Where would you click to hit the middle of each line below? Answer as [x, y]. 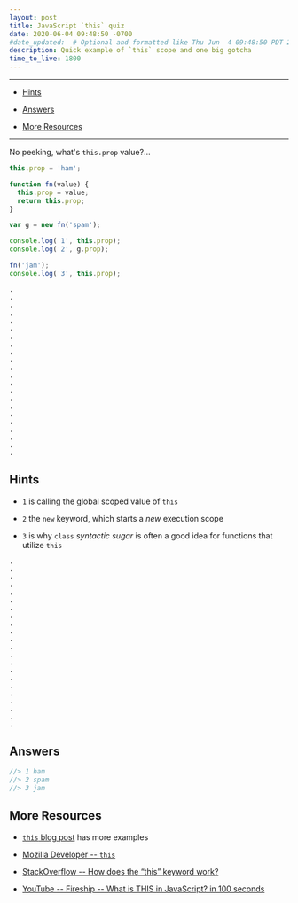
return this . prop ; [51, 200]
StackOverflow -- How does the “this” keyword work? [120, 871]
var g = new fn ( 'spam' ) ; [55, 225]
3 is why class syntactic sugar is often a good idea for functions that [147, 535]
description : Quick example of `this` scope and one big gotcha [130, 51]
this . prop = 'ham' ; [45, 169]
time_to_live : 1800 [45, 59]
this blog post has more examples [85, 837]
